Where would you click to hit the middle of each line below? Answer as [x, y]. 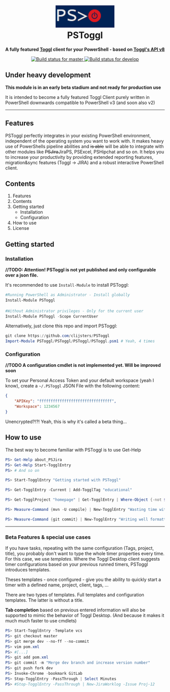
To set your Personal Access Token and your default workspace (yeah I [80, 380]
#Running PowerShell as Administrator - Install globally [68, 295]
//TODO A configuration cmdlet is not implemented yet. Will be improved [83, 365]
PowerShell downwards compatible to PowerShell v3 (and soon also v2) [80, 102]
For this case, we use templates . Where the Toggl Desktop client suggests [83, 559]
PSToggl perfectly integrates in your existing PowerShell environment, [78, 135]
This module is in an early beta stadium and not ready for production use [83, 87]
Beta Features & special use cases [48, 537]
